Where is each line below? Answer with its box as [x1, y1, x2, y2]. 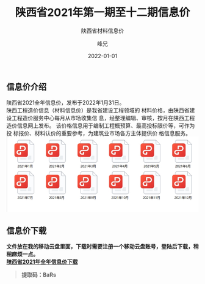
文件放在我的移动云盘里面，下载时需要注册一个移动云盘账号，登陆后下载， [6, 242, 193, 250]
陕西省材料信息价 [81, 27, 124, 34]
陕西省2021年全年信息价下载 [6, 258, 78, 265]
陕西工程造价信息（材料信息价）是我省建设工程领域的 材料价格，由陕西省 [6, 106, 190, 114]
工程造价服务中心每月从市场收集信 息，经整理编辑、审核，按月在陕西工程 [11, 114, 195, 122]
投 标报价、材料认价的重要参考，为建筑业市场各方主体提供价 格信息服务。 [6, 130, 191, 137]
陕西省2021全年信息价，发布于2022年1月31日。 [6, 99, 125, 106]
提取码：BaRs [21, 271, 57, 278]
